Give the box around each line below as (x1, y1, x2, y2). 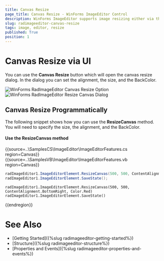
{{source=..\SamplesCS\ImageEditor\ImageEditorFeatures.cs (5, 146, 128, 152)
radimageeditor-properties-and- (77, 245, 142, 251)
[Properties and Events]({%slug (12, 245, 76, 251)
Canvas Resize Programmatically (5, 106, 108, 114)
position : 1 (5, 35, 29, 40)
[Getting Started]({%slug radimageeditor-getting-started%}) (12, 235, 134, 241)
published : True (5, 30, 38, 35)
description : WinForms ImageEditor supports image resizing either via (5, 16, 154, 21)
